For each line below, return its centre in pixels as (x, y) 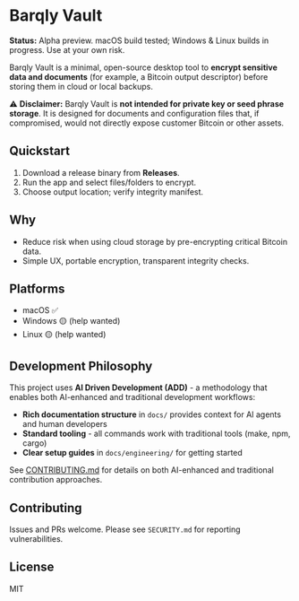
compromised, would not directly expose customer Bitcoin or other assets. (147, 123)
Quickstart (40, 151)
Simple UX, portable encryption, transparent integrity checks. (136, 260)
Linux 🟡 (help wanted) (64, 335)
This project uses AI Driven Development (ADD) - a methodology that (138, 388)
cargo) (34, 443)
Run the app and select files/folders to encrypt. (109, 182)
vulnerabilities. (36, 539)
